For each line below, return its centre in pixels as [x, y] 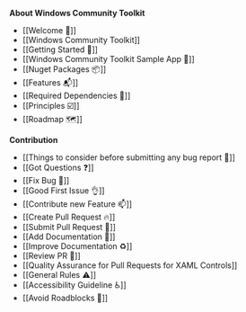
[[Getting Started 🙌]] [60, 49]
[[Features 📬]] [50, 83]
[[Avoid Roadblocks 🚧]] [65, 298]
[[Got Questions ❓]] [58, 167]
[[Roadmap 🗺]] [52, 119]
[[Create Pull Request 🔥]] [69, 217]
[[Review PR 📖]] [51, 256]
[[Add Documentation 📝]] [69, 236]
